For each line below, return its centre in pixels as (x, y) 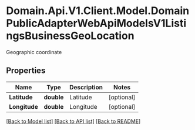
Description (86, 87)
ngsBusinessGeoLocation (70, 36)
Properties (26, 71)
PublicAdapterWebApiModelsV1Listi (96, 23)
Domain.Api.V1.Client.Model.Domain (98, 11)
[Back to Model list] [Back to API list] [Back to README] (73, 121)
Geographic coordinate (34, 52)
